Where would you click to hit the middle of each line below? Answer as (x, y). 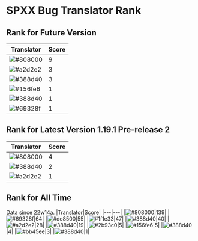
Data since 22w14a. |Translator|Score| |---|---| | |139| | (88, 212)
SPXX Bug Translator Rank (74, 11)
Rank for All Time (39, 198)
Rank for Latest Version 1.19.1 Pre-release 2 (88, 130)
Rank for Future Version (52, 33)
